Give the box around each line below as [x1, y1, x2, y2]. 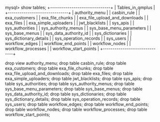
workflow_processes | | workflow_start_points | [5, 46, 99, 51]
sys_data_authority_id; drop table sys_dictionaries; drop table [5, 91, 127, 97]
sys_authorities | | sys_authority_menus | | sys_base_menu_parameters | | [5, 25, 151, 31]
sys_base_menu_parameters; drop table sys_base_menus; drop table [5, 86, 143, 91]
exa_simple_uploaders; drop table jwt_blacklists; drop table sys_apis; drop [5, 76, 152, 81]
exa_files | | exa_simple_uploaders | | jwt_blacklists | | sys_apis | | [5, 20, 134, 26]
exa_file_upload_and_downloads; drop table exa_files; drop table [5, 71, 133, 76]
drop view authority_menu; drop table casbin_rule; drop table [5, 61, 127, 66]
